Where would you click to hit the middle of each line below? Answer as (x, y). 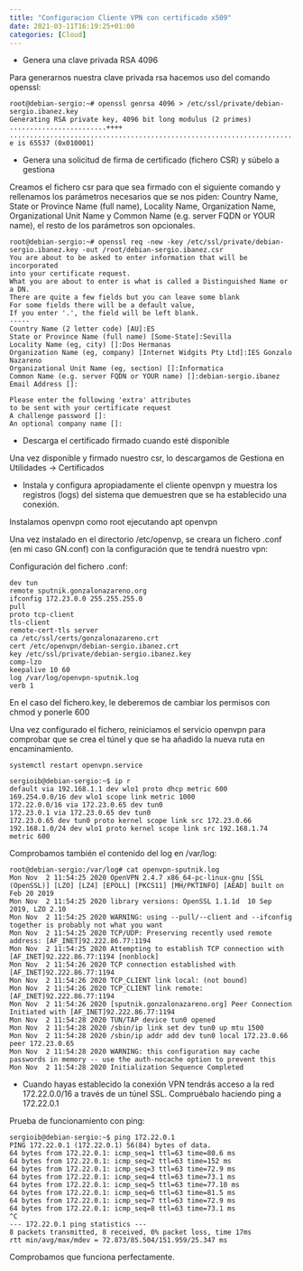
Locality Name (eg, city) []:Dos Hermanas (90, 345)
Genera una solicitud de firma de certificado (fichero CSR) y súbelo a (151, 160)
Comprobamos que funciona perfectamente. (92, 1257)
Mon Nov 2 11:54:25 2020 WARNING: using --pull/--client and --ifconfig (151, 918)
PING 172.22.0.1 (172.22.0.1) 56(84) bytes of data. (110, 1145)
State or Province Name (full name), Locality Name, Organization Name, (143, 206)
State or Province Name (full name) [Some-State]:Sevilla (120, 337)
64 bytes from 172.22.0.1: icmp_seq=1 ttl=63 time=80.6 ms (123, 1154)
